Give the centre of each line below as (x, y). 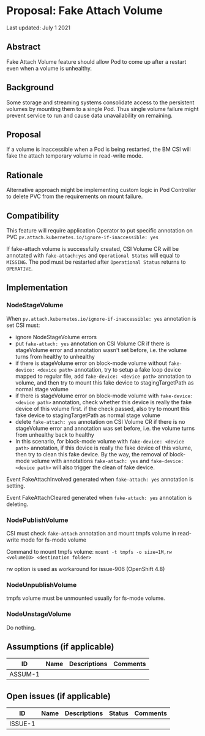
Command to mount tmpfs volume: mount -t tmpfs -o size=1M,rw (89, 551)
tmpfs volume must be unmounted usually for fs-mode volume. (86, 598)
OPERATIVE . (20, 268)
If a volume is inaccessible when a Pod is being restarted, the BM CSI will (99, 149)
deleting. (17, 504)
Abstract (24, 47)
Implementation (37, 288)
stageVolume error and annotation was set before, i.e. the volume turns (105, 428)
